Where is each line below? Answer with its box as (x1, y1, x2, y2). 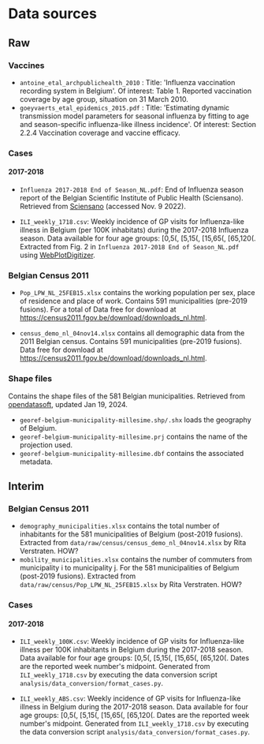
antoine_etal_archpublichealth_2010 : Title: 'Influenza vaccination (19, 77, 236, 87)
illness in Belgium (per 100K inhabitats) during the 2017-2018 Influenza (19, 226, 249, 234)
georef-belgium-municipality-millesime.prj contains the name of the (19, 432, 248, 441)
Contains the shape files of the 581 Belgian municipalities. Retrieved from (8, 391, 246, 401)
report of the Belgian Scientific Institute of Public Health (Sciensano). (19, 193, 244, 202)
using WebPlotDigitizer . (19, 250, 96, 260)
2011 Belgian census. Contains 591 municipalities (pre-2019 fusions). (19, 337, 243, 346)
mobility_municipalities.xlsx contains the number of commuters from (19, 555, 252, 564)
